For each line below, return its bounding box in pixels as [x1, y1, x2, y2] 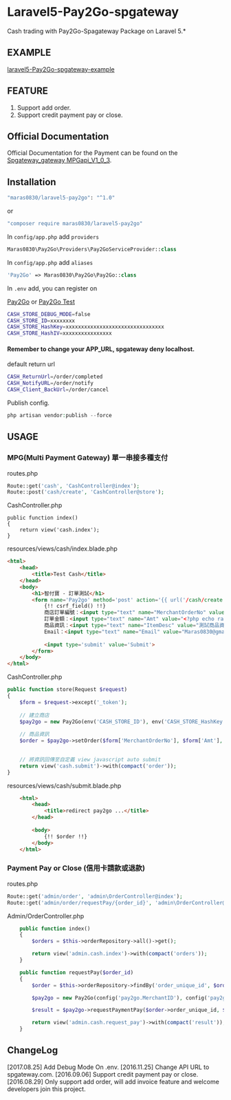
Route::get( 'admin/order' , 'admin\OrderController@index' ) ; [7, 893, 184, 900]
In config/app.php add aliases [7, 258, 93, 266]
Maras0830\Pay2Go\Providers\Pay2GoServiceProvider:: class [7, 246, 177, 253]
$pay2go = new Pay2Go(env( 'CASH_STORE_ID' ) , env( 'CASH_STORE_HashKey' [19, 718, 226, 725]
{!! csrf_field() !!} [43, 603, 107, 610]
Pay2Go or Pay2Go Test [7, 297, 76, 306]
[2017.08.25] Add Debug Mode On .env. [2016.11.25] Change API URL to [7, 1063, 210, 1071]
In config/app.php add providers [7, 232, 100, 241]
